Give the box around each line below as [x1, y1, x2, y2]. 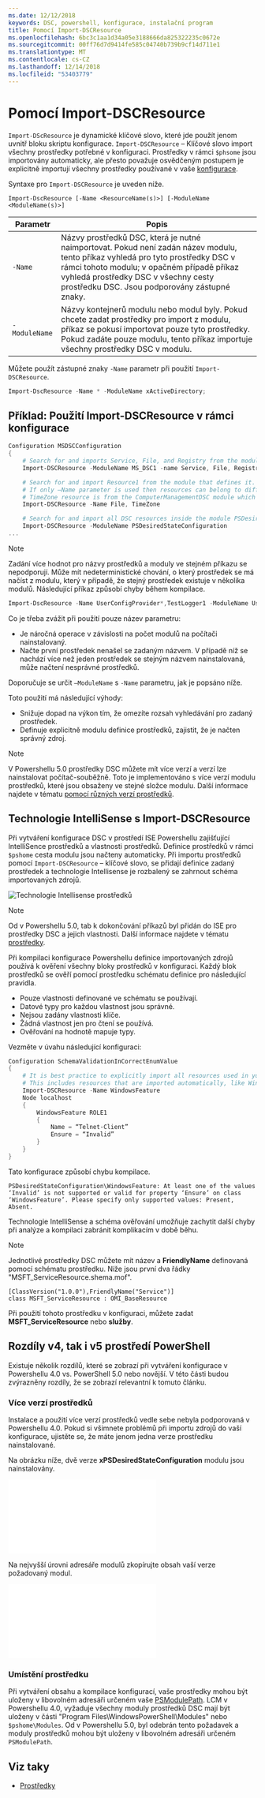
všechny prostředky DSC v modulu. [61, 343, 192, 354]
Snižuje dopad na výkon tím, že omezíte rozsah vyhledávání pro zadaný [19, 708, 253, 718]
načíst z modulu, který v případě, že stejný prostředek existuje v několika [8, 575, 245, 585]
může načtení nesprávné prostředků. [19, 662, 140, 671]
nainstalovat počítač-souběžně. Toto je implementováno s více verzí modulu [8, 772, 256, 782]
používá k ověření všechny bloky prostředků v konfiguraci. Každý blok [8, 961, 237, 970]
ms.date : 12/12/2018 [8, 11, 77, 20]
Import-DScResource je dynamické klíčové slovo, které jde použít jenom [8, 130, 238, 140]
